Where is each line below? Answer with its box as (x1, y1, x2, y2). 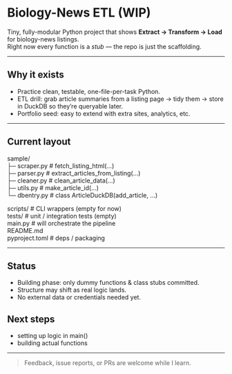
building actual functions (17, 339, 88, 347)
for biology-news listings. (7, 35, 79, 43)
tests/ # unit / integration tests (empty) (7, 212, 117, 220)
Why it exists (7, 69, 64, 81)
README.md (7, 226, 43, 234)
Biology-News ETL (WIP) (7, 5, 151, 21)
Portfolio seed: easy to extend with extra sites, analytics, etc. (17, 109, 191, 118)
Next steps (7, 313, 55, 325)
